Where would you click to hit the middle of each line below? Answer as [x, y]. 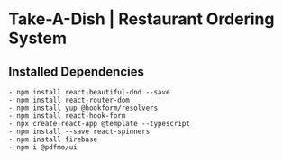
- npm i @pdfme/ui [43, 148]
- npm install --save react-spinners [79, 131]
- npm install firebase [53, 139]
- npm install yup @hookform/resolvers [83, 108]
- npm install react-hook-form [67, 116]
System [38, 38]
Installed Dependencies [77, 72]
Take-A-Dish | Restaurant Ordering [141, 19]
